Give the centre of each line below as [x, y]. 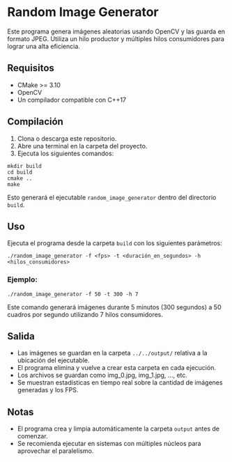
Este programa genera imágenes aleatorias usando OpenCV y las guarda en [116, 31]
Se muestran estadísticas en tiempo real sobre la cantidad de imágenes [120, 383]
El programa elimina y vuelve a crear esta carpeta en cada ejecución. [116, 368]
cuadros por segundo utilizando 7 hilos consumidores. [85, 314]
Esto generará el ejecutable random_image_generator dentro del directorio [112, 197]
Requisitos [31, 68]
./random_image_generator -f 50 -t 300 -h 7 [73, 294]
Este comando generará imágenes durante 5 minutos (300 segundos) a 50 [114, 307]
